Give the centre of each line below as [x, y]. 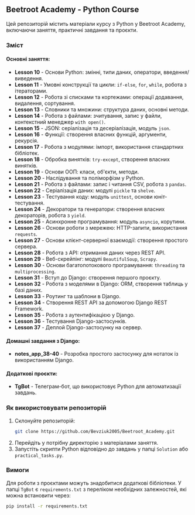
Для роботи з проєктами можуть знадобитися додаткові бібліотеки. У [94, 483]
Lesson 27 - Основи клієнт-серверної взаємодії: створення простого [101, 240]
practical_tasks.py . [39, 455]
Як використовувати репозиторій [56, 408]
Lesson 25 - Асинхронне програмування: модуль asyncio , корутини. [100, 221]
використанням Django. [44, 360]
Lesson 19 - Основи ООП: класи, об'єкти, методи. [77, 172]
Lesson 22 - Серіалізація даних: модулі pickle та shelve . [85, 190]
